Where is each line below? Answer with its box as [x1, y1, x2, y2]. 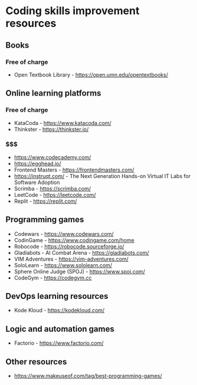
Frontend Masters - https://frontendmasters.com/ [14, 166, 134, 173]
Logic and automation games [5, 324, 114, 334]
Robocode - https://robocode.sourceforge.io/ [14, 243, 124, 250]
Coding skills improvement [5, 4, 140, 18]
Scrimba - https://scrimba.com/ [14, 185, 91, 192]
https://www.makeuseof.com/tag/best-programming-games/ [14, 373, 162, 380]
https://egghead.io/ [14, 160, 61, 167]
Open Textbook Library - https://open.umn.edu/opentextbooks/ [14, 71, 169, 78]
